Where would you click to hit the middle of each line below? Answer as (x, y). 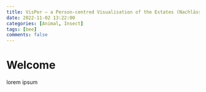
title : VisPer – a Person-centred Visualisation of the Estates (90, 12)
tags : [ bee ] (21, 29)
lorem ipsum (22, 82)
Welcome (31, 65)
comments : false (27, 35)
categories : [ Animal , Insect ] (45, 23)
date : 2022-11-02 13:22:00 (41, 18)
